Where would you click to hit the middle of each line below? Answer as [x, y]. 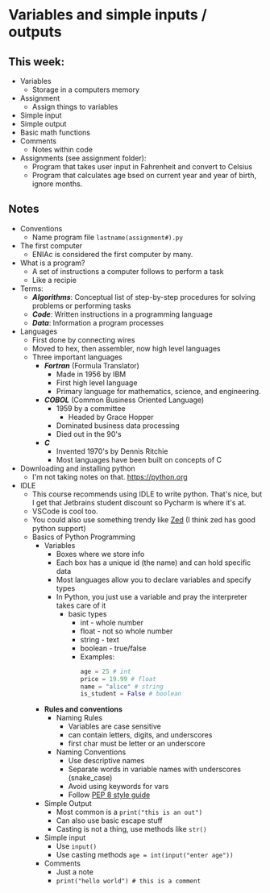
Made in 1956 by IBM [91, 374]
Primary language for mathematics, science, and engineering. [158, 391]
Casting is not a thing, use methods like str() [131, 829]
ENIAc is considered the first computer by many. [112, 254]
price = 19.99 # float [118, 679]
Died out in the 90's [89, 434]
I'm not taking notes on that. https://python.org [110, 476]
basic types [87, 613]
